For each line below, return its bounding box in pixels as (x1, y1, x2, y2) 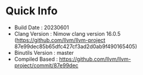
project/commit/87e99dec (14, 61, 79, 69)
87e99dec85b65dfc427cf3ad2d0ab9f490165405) (14, 43, 138, 50)
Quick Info (5, 4, 58, 18)
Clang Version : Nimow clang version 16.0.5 (14, 30, 121, 37)
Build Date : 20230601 (14, 24, 69, 31)
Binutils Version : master (14, 49, 74, 56)
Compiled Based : (14, 55, 58, 62)
